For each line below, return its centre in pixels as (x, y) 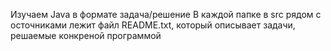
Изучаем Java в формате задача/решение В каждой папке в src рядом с (166, 14)
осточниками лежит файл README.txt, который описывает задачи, (153, 25)
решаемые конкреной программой (86, 35)
